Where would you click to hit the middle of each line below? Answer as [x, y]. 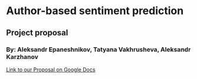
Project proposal [37, 33]
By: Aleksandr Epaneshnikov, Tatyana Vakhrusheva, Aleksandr [98, 50]
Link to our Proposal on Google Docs [51, 70]
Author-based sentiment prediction [95, 11]
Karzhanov [22, 57]
